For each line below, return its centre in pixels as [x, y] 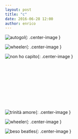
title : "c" [16, 14]
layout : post [18, 10]
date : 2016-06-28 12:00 [29, 19]
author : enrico [20, 23]
